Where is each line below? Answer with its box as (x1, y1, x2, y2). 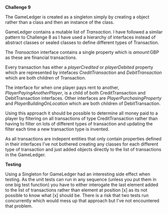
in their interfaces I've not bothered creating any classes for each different (5, 141, 158, 147)
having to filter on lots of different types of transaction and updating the (5, 121, 153, 126)
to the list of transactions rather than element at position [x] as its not (5, 187, 147, 193)
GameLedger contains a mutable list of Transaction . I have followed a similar (5, 29, 163, 34)
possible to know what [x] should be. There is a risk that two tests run (5, 192, 149, 198)
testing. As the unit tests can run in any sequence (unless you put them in (5, 176, 156, 182)
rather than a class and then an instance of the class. (5, 19, 114, 25)
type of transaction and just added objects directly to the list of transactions (5, 146, 161, 152)
